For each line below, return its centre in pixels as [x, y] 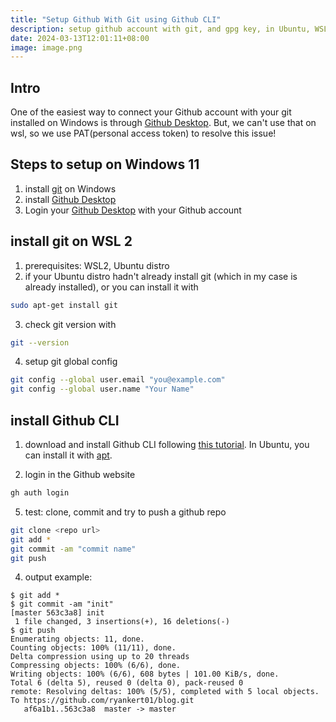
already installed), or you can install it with [111, 287]
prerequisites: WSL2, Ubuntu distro [97, 265]
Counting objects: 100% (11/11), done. [93, 648]
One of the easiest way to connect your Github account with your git [151, 112]
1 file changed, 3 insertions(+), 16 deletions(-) [122, 622]
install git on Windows [70, 188]
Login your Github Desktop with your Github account [133, 210]
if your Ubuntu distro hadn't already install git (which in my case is [161, 276]
